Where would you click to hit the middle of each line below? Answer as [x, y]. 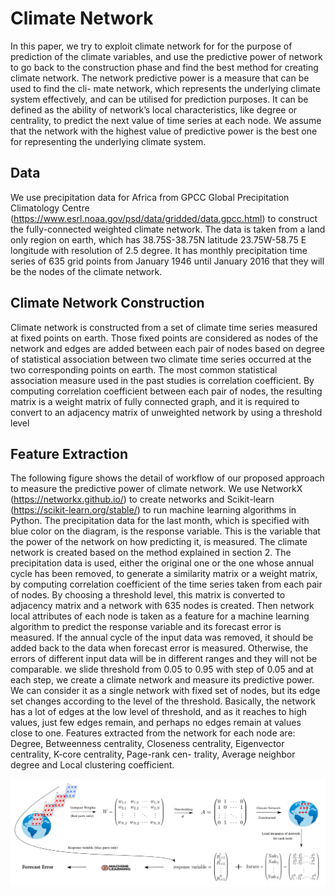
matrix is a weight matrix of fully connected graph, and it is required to [155, 401]
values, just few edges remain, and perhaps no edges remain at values [156, 723]
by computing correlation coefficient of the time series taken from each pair [166, 584]
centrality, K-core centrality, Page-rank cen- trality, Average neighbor [153, 754]
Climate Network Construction [107, 303]
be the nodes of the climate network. [86, 271]
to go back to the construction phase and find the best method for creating [164, 67]
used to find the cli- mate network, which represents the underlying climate [165, 88]
